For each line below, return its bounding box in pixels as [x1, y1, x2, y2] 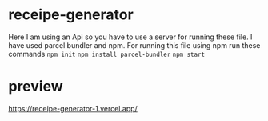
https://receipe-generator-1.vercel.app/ [8, 103, 138, 113]
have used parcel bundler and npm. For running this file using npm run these [8, 40, 261, 50]
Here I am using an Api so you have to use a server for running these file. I [8, 32, 253, 42]
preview [8, 78, 64, 95]
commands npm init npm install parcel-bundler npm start [8, 49, 206, 58]
